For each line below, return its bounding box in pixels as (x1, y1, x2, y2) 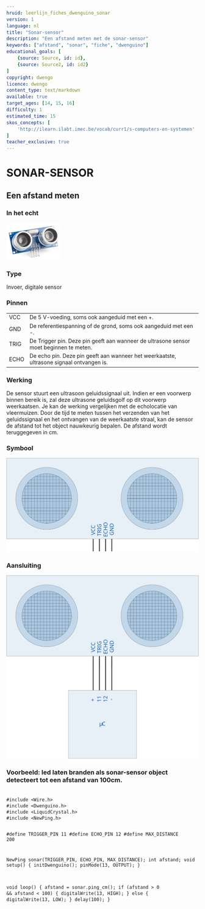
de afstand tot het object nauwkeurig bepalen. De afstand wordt (6, 422, 168, 429)
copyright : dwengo (6, 74, 53, 81)
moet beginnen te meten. (29, 343, 93, 351)
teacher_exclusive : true (6, 139, 70, 145)
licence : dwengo (6, 81, 48, 87)
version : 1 (6, 16, 34, 23)
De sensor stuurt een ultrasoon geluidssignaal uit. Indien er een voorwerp (6, 389, 192, 397)
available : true (6, 94, 48, 100)
